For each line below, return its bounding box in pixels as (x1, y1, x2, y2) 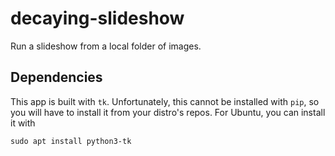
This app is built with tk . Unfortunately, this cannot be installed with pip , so (10, 95, 320, 107)
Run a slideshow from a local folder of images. (10, 40, 202, 52)
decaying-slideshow (10, 7, 185, 30)
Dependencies (10, 69, 103, 86)
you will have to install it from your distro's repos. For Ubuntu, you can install (10, 106, 326, 118)
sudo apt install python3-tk (10, 136, 132, 146)
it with (10, 117, 36, 129)
